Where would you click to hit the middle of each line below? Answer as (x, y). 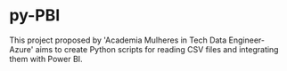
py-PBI (35, 16)
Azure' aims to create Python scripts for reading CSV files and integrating (144, 49)
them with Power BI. (46, 59)
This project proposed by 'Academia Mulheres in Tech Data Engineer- (137, 40)
